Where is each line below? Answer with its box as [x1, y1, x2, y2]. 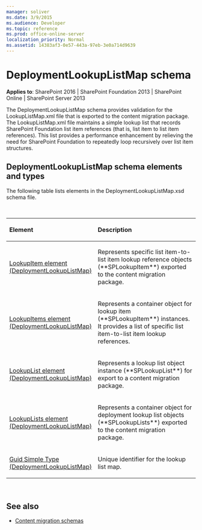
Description [97, 225, 132, 234]
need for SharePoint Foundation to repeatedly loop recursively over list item [6, 138, 194, 145]
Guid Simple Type [9, 455, 60, 463]
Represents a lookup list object [97, 359, 185, 367]
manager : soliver [6, 8, 50, 15]
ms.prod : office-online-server [6, 31, 85, 37]
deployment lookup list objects [97, 410, 185, 419]
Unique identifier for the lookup [97, 455, 186, 463]
